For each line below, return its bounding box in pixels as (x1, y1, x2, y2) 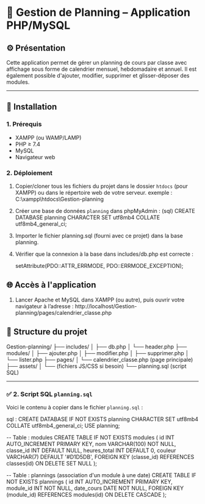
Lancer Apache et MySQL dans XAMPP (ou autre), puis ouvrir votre (15, 296, 185, 303)
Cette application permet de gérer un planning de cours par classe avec (6, 59, 187, 66)
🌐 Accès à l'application (6, 280, 96, 290)
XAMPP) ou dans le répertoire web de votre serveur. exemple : (15, 189, 173, 196)
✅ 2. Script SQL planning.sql (6, 390, 93, 398)
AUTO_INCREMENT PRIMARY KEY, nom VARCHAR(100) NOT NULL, (6, 440, 176, 447)
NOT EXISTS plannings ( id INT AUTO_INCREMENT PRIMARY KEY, (6, 478, 173, 485)
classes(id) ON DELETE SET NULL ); (6, 459, 98, 467)
